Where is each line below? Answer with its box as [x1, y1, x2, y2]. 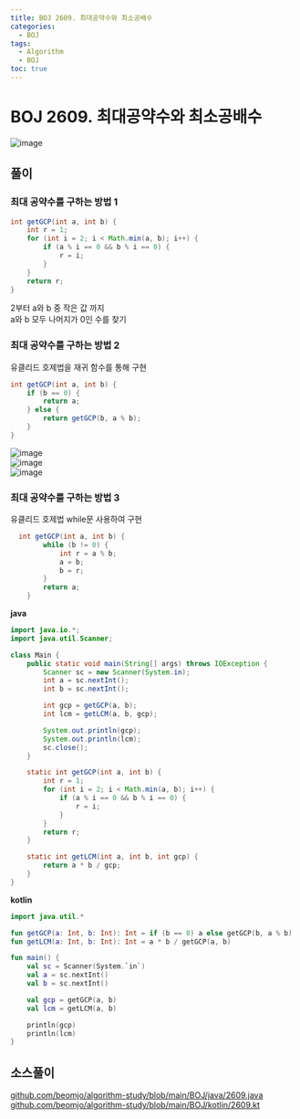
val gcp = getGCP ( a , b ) [26, 995, 118, 1005]
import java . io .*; [10, 626, 80, 635]
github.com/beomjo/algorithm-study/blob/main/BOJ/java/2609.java [10, 1090, 264, 1101]
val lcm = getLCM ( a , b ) [26, 1004, 118, 1013]
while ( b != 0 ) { [43, 540, 109, 549]
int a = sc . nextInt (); [43, 676, 129, 685]
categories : [10, 22, 56, 31]
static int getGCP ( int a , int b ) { [26, 768, 162, 777]
